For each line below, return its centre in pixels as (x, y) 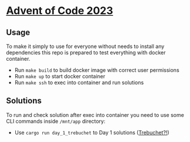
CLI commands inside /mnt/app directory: (56, 121)
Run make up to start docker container (60, 76)
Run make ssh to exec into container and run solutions (79, 82)
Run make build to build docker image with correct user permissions (97, 70)
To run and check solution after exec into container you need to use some (95, 115)
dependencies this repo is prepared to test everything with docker (86, 53)
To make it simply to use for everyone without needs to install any (85, 46)
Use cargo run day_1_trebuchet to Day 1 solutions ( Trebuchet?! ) (92, 132)
